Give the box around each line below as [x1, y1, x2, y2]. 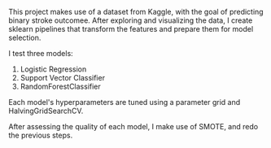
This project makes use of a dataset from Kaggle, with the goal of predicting [8, 7, 264, 16]
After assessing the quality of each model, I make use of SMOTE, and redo [8, 122, 259, 131]
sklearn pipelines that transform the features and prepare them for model [8, 24, 254, 33]
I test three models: [8, 49, 73, 58]
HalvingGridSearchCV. [8, 106, 84, 115]
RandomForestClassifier [20, 81, 102, 91]
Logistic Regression [20, 64, 87, 74]
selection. [8, 33, 42, 42]
